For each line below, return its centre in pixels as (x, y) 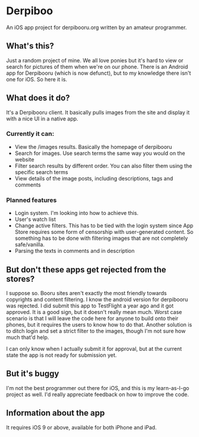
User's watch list (35, 219)
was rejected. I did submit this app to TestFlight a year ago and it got (90, 305)
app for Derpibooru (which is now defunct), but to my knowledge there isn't (99, 73)
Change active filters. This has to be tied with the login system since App (104, 226)
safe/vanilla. (30, 245)
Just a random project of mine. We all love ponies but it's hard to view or (95, 60)
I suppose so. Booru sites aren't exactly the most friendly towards (87, 293)
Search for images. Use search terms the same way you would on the (100, 153)
